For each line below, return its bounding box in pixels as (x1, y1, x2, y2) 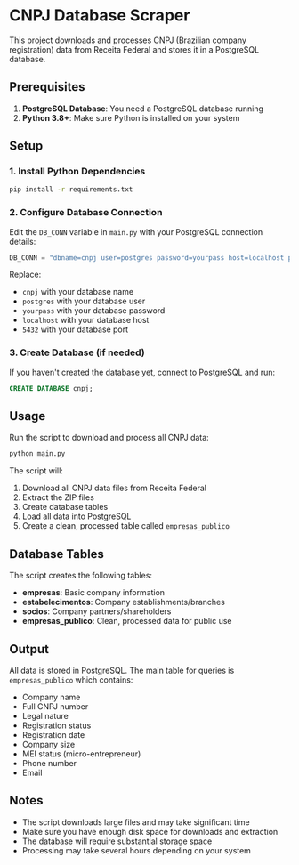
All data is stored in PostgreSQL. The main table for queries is (9, 665, 235, 675)
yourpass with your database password (21, 305, 166, 316)
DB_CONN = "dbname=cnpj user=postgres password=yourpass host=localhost (9, 253, 285, 263)
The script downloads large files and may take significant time (21, 816, 251, 828)
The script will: (9, 465, 64, 476)
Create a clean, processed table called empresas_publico (21, 521, 230, 531)
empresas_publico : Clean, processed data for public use (21, 616, 233, 627)
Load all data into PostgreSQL (21, 511, 132, 521)
